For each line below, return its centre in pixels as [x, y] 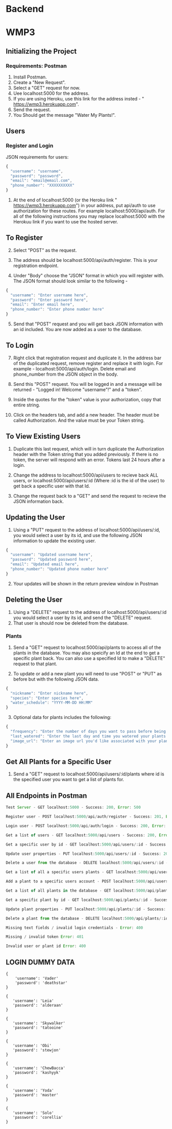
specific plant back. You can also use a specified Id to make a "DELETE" [89, 658]
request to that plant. [35, 664]
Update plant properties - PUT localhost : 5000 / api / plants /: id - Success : [86, 909]
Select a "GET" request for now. [47, 88]
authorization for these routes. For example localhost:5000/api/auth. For [89, 211]
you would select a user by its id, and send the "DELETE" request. [82, 618]
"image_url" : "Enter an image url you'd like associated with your [84, 741]
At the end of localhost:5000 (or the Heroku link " [65, 200]
